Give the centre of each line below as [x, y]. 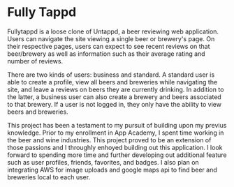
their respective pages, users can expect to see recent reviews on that [109, 46]
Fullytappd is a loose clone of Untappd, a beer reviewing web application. [113, 31]
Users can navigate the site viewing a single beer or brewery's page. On [111, 38]
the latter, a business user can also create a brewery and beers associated [114, 97]
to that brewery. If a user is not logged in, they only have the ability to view [115, 104]
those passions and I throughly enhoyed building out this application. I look [115, 147]
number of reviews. [35, 61]
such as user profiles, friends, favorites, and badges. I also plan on [103, 162]
